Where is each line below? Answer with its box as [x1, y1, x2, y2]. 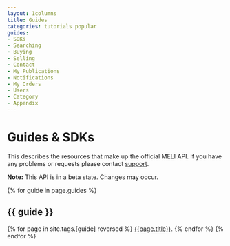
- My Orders [7, 81, 41, 88]
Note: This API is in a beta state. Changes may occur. [7, 173, 158, 181]
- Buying [7, 49, 32, 56]
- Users [7, 87, 30, 94]
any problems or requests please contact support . [7, 159, 149, 167]
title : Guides [7, 17, 48, 23]
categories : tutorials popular [7, 23, 97, 30]
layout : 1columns [7, 10, 57, 17]
